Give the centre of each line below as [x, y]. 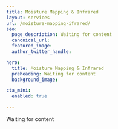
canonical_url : [31, 40]
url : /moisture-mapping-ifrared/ [48, 23]
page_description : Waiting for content [62, 35]
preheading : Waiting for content [54, 74]
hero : [13, 62]
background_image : [35, 80]
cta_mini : [19, 91]
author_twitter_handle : [41, 52]
